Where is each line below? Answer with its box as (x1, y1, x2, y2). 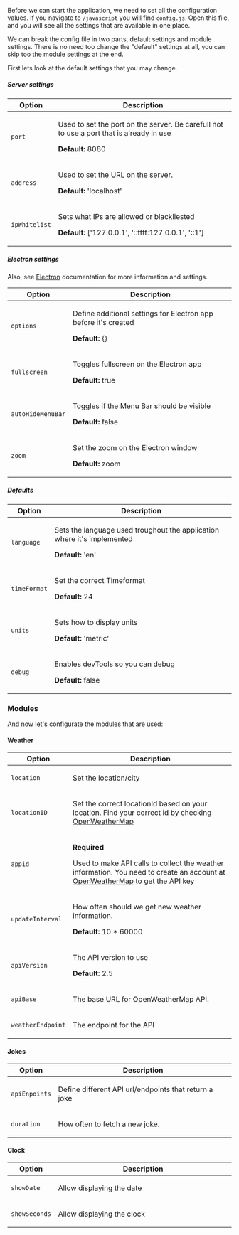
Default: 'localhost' (58, 186, 122, 196)
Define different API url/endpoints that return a (58, 1084, 213, 1094)
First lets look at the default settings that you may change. (7, 64, 178, 72)
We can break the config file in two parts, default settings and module (7, 35, 212, 43)
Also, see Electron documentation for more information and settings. (7, 272, 208, 281)
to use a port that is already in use (58, 128, 171, 138)
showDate (11, 1184, 41, 1192)
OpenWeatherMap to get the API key (72, 876, 195, 886)
